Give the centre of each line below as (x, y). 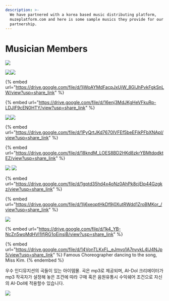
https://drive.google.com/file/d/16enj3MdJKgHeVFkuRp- (97, 103)
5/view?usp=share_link (29, 255)
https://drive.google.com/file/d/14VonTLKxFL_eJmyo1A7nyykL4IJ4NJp (89, 249)
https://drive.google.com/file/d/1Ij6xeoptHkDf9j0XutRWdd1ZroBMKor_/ (89, 205)
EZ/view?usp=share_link (31, 158)
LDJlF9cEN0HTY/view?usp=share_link (45, 108)
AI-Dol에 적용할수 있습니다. (37, 283)
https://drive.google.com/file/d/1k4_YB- (80, 229)
